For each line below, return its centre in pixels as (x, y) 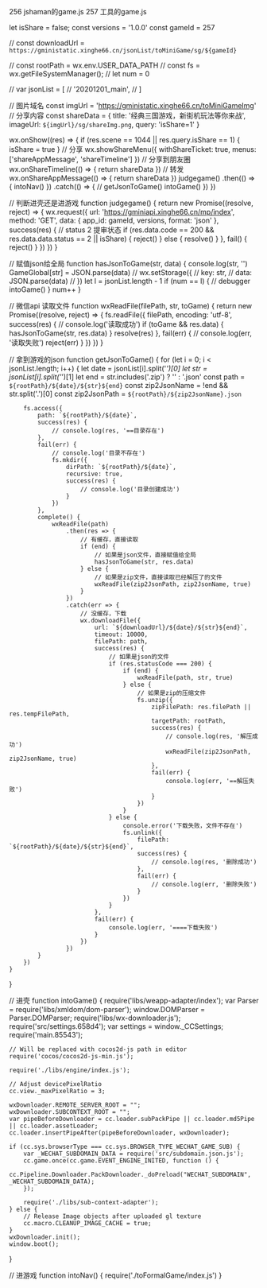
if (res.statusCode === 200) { (161, 664)
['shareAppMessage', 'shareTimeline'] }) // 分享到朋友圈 (100, 159)
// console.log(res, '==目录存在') (108, 431)
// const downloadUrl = (47, 43)
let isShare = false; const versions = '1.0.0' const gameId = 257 (112, 27)
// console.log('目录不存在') (99, 453)
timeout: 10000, (121, 634)
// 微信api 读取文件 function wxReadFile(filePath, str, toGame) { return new (131, 306)
